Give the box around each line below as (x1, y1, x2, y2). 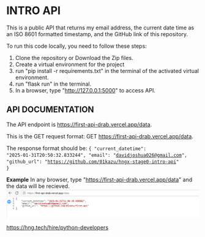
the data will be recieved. (6, 182, 70, 190)
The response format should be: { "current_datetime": (6, 145, 147, 152)
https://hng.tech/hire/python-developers (6, 224, 109, 231)
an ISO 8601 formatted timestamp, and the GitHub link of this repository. (6, 30, 188, 37)
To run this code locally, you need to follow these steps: (6, 42, 147, 50)
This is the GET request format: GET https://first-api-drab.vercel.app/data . (6, 132, 194, 140)
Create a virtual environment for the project (15, 61, 125, 68)
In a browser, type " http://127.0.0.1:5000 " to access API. (15, 86, 156, 94)
